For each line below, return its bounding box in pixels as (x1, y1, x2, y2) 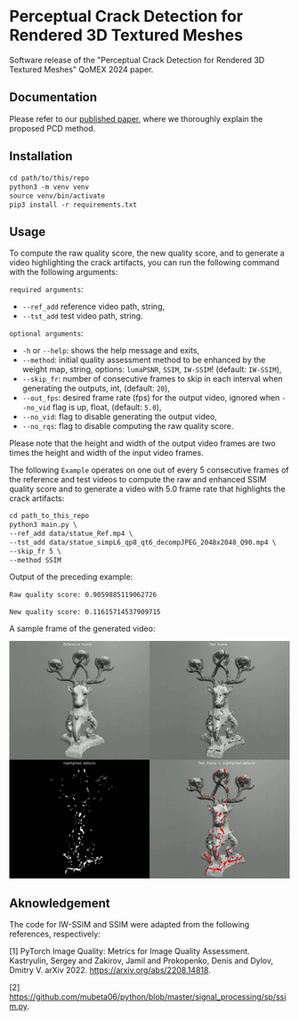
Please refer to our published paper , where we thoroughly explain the (9, 113, 263, 124)
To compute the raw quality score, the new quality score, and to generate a (9, 247, 285, 259)
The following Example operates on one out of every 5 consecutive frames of (9, 465, 289, 475)
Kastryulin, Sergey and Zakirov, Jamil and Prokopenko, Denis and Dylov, (9, 955, 274, 967)
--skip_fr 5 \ (9, 547, 62, 556)
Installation (9, 149, 73, 164)
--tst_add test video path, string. (21, 311, 144, 321)
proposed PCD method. (9, 123, 96, 134)
